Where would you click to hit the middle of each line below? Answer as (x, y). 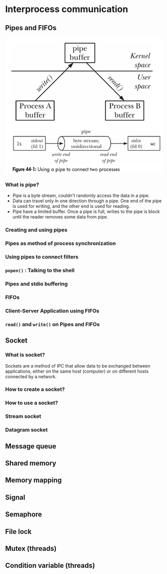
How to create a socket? (35, 389)
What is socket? (25, 355)
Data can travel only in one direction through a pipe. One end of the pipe (87, 201)
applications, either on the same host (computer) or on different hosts (77, 371)
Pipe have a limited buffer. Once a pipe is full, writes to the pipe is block (86, 211)
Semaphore (24, 514)
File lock (18, 532)
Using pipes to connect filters (42, 257)
